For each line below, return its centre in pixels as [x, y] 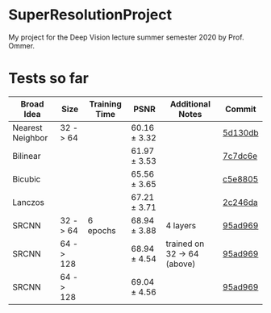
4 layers [181, 225]
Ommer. [21, 45]
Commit [241, 109]
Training [106, 104]
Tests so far [48, 79]
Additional [190, 104]
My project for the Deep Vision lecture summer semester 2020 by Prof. [126, 37]
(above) [181, 264]
